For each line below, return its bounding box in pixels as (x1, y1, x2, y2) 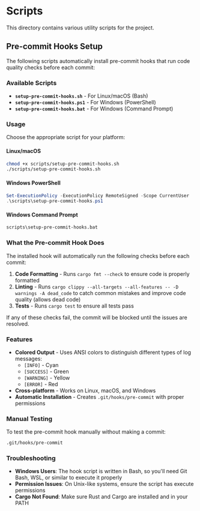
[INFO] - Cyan (23, 361, 59, 368)
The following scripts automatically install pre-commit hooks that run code (6, 57, 190, 64)
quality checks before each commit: (6, 64, 95, 71)
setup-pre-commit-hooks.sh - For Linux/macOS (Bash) (14, 92, 148, 100)
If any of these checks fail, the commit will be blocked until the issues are (6, 314, 187, 321)
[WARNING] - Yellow (23, 374, 70, 381)
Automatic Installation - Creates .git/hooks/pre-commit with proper (14, 393, 184, 400)
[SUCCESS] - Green (23, 368, 69, 375)
